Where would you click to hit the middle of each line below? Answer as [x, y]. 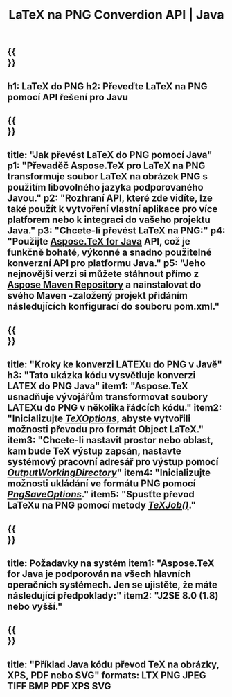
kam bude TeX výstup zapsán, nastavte [94, 451]
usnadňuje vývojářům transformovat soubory [108, 397]
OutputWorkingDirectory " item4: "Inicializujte [109, 473]
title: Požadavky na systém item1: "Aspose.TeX [111, 563]
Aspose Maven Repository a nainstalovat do [104, 285]
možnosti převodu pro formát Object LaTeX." [106, 430]
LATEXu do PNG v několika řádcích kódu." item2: [115, 408]
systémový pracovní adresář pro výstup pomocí [113, 462]
